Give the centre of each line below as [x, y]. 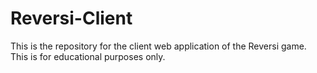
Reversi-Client [71, 18]
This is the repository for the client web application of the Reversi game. [158, 46]
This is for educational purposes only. [88, 56]
